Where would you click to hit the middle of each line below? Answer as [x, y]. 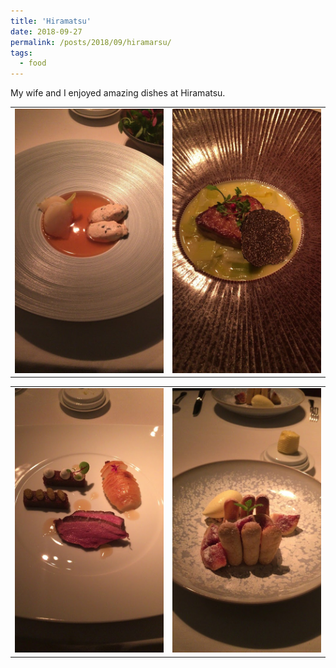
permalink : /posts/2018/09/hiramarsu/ [91, 42]
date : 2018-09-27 [46, 31]
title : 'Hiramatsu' [51, 21]
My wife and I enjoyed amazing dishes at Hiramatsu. [118, 93]
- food [33, 63]
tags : [21, 53]
